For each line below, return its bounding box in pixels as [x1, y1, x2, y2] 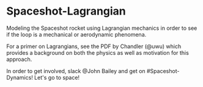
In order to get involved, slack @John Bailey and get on [6, 67, 146, 74]
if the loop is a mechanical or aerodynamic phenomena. [6, 30, 147, 38]
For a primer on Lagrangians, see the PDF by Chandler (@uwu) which [6, 43, 182, 50]
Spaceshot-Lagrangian [6, 4, 127, 18]
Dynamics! [6, 74, 34, 81]
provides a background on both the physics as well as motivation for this [6, 49, 190, 56]
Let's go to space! [34, 74, 80, 81]
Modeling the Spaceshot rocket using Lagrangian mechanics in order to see [6, 24, 197, 32]
